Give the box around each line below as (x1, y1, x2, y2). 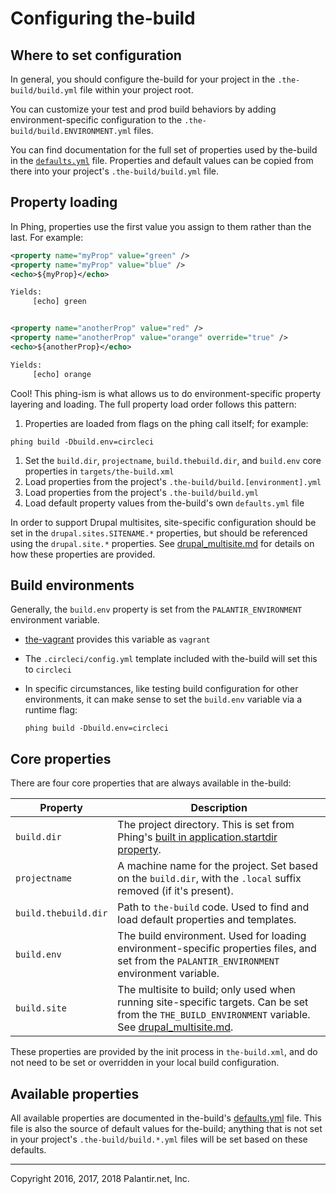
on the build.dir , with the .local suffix (117, 872, 302, 886)
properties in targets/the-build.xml (24, 465, 175, 477)
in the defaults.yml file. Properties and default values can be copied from (10, 155, 314, 166)
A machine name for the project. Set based (117, 859, 318, 873)
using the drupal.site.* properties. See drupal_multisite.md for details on (10, 537, 315, 549)
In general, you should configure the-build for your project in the (10, 73, 276, 85)
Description (190, 801, 248, 815)
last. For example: (10, 231, 84, 243)
